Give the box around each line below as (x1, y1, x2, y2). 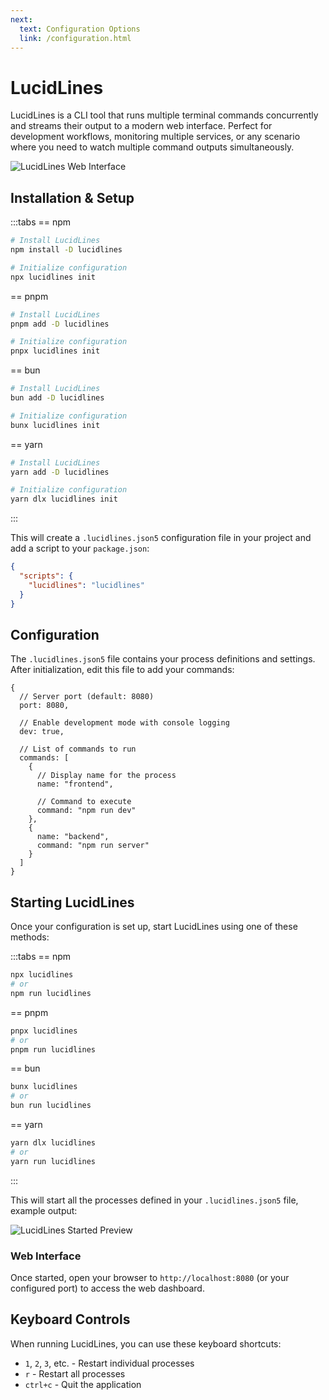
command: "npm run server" (36, 841, 150, 851)
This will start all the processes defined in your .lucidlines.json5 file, (10, 1194, 299, 1206)
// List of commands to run (19, 744, 137, 755)
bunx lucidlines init (10, 420, 101, 430)
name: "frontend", (36, 779, 114, 790)
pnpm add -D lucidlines (10, 319, 110, 329)
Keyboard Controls (10, 1311, 131, 1328)
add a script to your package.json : (10, 542, 150, 555)
